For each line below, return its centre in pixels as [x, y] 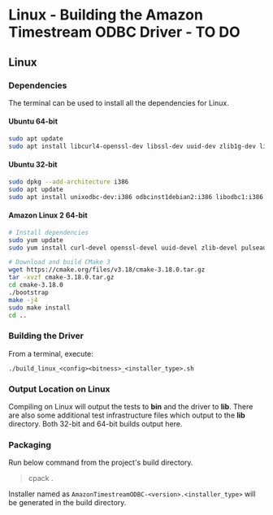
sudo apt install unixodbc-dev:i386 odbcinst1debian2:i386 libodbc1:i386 [136, 197]
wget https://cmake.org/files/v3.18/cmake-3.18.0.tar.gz [107, 270]
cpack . [41, 478]
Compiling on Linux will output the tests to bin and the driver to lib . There [131, 407]
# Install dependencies [49, 232]
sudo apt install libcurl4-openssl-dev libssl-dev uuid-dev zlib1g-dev [132, 146]
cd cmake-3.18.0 [36, 285]
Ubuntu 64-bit [33, 121]
